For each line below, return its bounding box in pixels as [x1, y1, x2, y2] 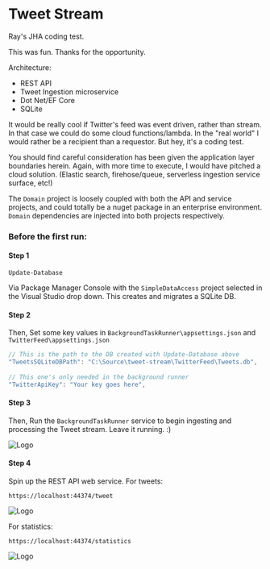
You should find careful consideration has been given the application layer [8, 152, 255, 162]
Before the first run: [8, 231, 87, 242]
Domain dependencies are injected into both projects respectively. [8, 210, 226, 220]
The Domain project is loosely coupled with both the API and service [8, 193, 232, 203]
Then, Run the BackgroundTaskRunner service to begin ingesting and [8, 416, 232, 426]
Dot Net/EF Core [19, 95, 75, 105]
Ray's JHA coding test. [8, 31, 85, 41]
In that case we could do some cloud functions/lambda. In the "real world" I [8, 128, 260, 138]
